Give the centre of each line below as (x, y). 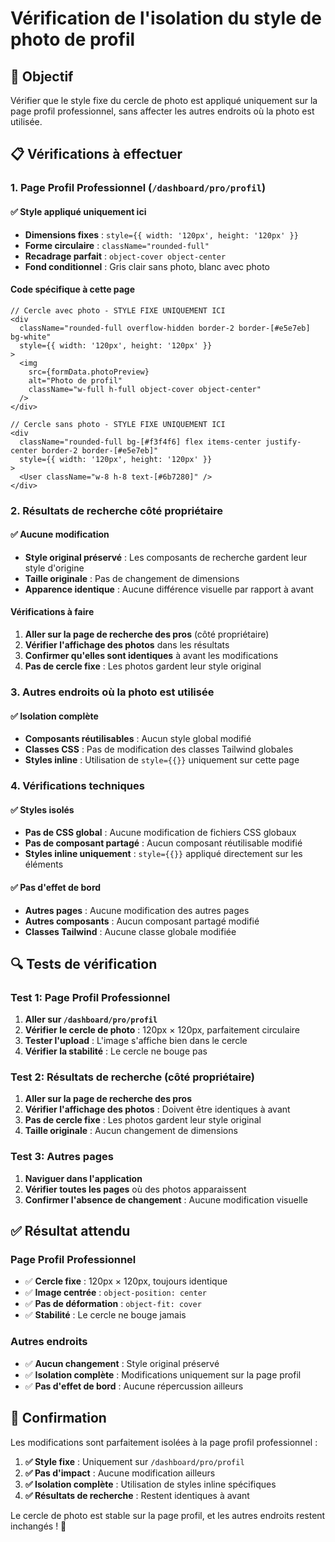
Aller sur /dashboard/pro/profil (91, 1019)
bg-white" (31, 337)
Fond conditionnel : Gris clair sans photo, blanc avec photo (147, 266)
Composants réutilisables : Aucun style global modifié (138, 739)
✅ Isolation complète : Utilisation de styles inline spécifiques (150, 1484)
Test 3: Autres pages (62, 1157)
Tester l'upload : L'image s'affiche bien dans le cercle (136, 1041)
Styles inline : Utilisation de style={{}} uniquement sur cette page (162, 760)
